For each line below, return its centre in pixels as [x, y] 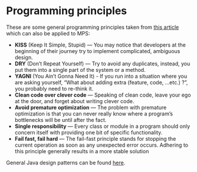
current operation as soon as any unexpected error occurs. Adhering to [101, 145]
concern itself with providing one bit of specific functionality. [88, 132]
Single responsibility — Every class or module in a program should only [102, 126]
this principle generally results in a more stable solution [82, 151]
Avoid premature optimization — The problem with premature [91, 107]
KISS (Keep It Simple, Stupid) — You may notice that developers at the [100, 45]
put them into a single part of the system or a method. [80, 70]
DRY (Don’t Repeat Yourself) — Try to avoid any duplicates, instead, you [102, 64]
